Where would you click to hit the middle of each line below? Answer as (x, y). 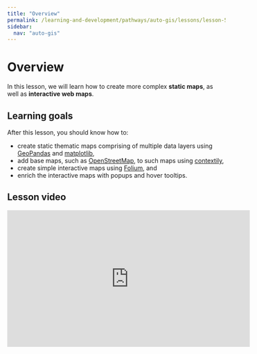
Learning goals (40, 116)
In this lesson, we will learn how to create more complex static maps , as (110, 87)
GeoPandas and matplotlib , (56, 153)
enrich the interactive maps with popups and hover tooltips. (102, 175)
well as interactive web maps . (51, 94)
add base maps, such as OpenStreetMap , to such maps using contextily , (121, 161)
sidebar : (20, 26)
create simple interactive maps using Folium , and (87, 168)
